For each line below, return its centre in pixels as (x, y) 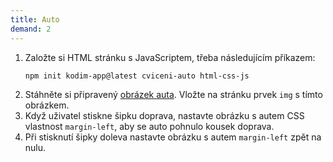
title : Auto (35, 19)
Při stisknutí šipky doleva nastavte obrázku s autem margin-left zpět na (173, 137)
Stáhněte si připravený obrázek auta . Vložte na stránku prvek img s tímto (173, 95)
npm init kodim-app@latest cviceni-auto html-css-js (137, 76)
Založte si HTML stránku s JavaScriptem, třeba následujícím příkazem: (170, 57)
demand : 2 (31, 29)
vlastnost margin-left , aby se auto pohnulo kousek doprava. (149, 127)
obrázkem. (47, 105)
